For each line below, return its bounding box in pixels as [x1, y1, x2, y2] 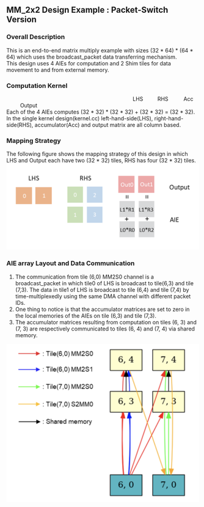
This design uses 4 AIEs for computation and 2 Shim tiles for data [6, 59, 171, 67]
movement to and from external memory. [6, 66, 109, 73]
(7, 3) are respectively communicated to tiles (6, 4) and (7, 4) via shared [15, 325, 195, 332]
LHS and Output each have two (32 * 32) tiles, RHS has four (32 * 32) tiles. [6, 157, 197, 164]
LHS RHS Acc [132, 95, 194, 103]
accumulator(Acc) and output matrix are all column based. [34, 121, 181, 128]
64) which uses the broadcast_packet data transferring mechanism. [6, 53, 177, 60]
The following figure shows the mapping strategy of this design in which [6, 150, 188, 158]
